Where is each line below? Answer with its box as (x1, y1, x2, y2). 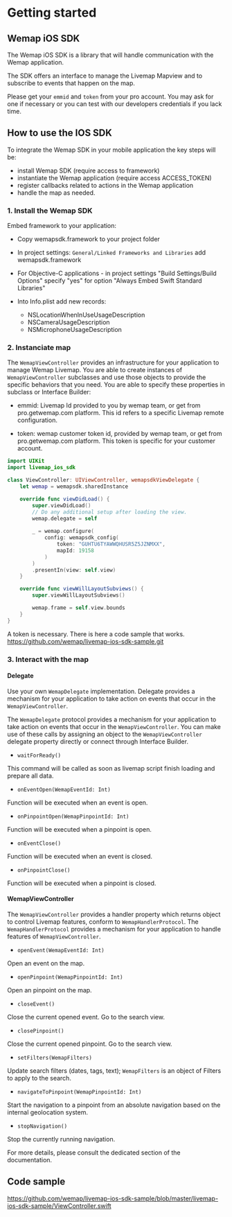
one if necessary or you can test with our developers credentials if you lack (7, 100, 222, 108)
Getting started (7, 5, 97, 21)
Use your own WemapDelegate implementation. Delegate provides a (7, 687, 195, 695)
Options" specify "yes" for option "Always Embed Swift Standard (17, 277, 202, 285)
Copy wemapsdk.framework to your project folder (17, 235, 161, 243)
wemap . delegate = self (32, 515, 98, 522)
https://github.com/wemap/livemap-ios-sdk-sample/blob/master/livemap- (7, 1194, 219, 1202)
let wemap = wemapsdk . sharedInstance (19, 483, 129, 490)
